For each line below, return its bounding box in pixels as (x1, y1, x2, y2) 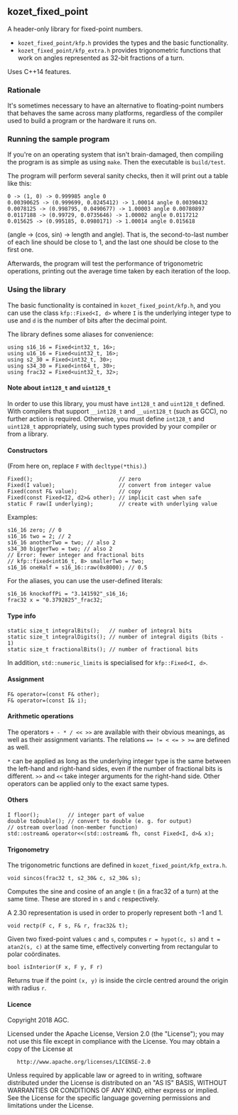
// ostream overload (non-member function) (7, 824, 139, 831)
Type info (7, 612, 36, 620)
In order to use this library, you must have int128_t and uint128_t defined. (7, 399, 225, 408)
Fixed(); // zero (7, 476, 141, 483)
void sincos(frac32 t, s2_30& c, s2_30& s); (7, 875, 141, 882)
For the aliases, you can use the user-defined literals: (7, 577, 163, 585)
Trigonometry (7, 845, 50, 854)
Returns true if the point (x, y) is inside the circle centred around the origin (7, 976, 229, 985)
